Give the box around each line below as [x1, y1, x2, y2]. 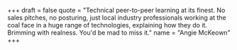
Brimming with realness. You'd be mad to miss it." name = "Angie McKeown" [7, 28, 231, 37]
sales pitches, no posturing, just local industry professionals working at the [7, 13, 226, 22]
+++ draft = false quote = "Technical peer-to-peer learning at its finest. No [7, 6, 226, 14]
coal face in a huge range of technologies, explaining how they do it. [7, 21, 208, 29]
